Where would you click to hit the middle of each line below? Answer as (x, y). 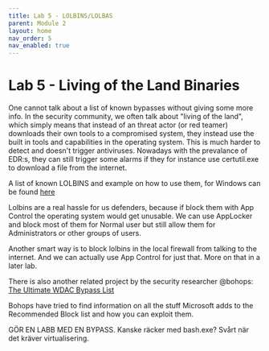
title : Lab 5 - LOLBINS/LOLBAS (61, 16)
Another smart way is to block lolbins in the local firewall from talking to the (132, 249)
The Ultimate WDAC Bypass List (61, 290)
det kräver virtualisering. (49, 338)
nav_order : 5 (30, 38)
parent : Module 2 (37, 23)
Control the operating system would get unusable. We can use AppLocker (130, 216)
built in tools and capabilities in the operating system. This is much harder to (134, 142)
